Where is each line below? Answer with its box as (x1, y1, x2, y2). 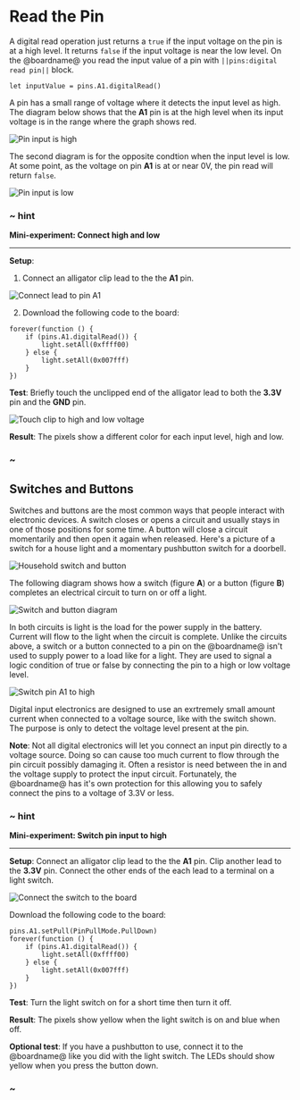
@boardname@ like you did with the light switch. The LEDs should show (9, 1051, 275, 1062)
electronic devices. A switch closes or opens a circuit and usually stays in (9, 514, 280, 525)
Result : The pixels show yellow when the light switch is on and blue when (9, 1014, 280, 1025)
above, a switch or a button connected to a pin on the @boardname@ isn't (9, 641, 283, 651)
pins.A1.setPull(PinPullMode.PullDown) (9, 927, 158, 936)
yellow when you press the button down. (9, 1061, 159, 1071)
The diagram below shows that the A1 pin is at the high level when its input (9, 106, 284, 117)
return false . (9, 170, 56, 181)
